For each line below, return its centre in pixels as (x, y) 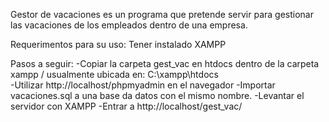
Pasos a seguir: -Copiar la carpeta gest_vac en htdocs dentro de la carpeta (165, 63)
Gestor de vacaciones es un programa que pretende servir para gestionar (162, 14)
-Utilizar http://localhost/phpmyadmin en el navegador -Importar (143, 85)
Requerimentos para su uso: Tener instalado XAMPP (118, 44)
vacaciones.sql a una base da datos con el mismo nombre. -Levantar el (157, 95)
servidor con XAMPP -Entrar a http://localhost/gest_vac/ (126, 106)
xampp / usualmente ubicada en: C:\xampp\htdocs (114, 74)
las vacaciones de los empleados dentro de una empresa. (129, 25)
